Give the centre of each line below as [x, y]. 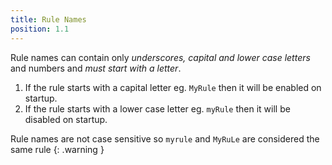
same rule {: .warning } [57, 149]
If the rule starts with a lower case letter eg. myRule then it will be [157, 108]
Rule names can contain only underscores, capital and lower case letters [160, 57]
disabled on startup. [66, 119]
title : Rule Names [48, 19]
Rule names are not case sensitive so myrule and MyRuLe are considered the [165, 138]
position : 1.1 [40, 29]
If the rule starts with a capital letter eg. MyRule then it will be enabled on [173, 87]
